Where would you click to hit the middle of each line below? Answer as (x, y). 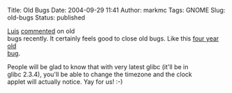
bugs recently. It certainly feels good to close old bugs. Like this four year (113, 38)
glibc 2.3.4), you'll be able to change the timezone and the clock (100, 74)
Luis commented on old (41, 31)
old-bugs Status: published (46, 17)
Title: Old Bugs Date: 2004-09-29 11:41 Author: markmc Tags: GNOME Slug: (116, 10)
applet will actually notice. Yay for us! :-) (65, 82)
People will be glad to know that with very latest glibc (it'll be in (98, 67)
